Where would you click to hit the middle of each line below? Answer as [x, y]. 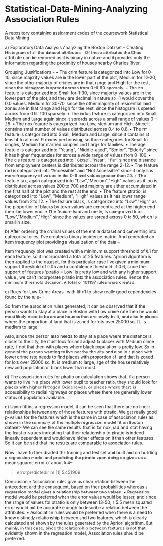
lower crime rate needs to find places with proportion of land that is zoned [79, 357]
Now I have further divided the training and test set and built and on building [81, 452]
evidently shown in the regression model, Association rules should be [74, 533]
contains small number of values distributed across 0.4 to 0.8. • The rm [76, 129]
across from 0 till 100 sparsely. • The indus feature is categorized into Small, [81, 113]
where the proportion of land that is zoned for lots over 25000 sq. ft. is [75, 321]
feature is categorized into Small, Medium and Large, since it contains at [77, 134]
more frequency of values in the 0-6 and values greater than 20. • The [76, 176]
